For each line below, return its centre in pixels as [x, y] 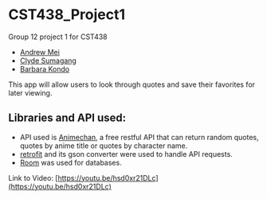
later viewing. [30, 92]
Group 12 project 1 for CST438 [58, 37]
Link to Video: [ [33, 178]
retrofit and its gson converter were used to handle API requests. [126, 154]
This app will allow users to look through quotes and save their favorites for [132, 84]
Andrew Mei [39, 52]
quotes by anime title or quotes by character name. [104, 146]
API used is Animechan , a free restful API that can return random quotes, [139, 137]
